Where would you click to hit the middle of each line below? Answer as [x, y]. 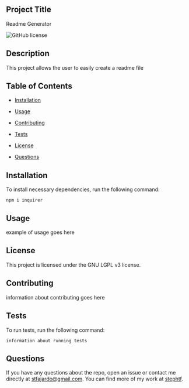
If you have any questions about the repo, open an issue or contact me [91, 373]
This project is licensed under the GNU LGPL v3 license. [73, 265]
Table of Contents [39, 86]
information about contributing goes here [55, 297]
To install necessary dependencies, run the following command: [83, 189]
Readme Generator [29, 23]
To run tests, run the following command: [55, 330]
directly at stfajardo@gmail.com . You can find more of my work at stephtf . [95, 379]
